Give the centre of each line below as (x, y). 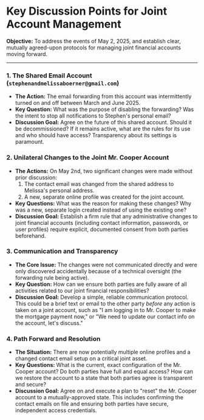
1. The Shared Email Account (49, 76)
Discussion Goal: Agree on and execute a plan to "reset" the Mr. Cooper (106, 391)
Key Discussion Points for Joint (87, 11)
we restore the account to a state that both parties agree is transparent (104, 378)
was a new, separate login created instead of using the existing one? (101, 210)
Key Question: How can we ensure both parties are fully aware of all (101, 284)
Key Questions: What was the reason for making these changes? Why (103, 203)
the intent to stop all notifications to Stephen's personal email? (93, 116)
